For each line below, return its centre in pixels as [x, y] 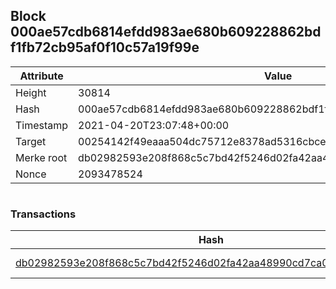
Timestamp [42, 125]
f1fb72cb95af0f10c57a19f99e [105, 47]
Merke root [41, 157]
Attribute [41, 76]
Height [31, 92]
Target [31, 141]
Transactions [43, 214]
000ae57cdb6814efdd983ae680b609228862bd [166, 32]
